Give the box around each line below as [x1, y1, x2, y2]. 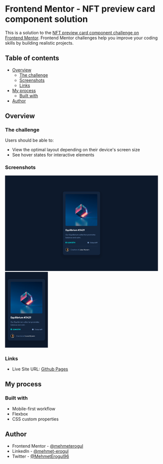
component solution [5, 14, 88, 25]
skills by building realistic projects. [5, 40, 74, 46]
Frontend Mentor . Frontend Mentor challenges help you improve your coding [5, 35, 158, 41]
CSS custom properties [12, 416, 59, 422]
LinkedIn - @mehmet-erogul [12, 448, 69, 454]
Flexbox [12, 411, 28, 416]
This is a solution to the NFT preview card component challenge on [5, 30, 139, 35]
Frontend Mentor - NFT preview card [5, 3, 155, 15]
